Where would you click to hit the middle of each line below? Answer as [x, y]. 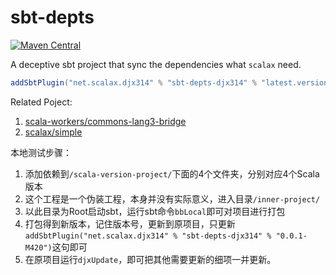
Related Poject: [41, 102]
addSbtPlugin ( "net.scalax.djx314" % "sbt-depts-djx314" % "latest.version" [171, 82]
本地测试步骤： [41, 152]
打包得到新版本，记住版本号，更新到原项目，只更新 [130, 223]
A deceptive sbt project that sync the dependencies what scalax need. [156, 64]
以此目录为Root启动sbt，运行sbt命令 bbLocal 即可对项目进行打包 [155, 211]
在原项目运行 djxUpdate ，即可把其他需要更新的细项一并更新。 [150, 259]
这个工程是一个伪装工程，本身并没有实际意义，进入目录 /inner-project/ [172, 198]
